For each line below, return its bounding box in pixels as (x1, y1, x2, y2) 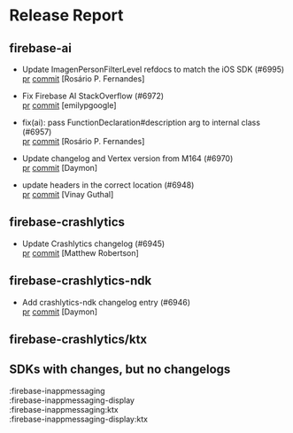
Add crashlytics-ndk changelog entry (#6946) (21, 297, 191, 307)
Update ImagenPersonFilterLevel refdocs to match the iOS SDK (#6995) (21, 64, 285, 74)
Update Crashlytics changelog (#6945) (21, 238, 166, 249)
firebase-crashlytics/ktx (9, 332, 148, 347)
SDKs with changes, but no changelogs (9, 362, 231, 377)
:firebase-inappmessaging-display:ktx (9, 414, 149, 424)
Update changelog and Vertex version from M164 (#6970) (21, 153, 234, 164)
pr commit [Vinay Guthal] (21, 189, 114, 199)
